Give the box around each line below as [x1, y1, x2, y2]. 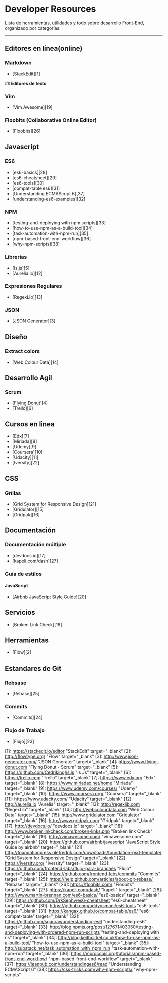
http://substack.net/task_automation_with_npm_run [5, 945, 111, 951]
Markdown [5, 59, 32, 66]
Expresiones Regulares [5, 283, 62, 290]
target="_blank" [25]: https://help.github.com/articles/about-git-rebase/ [5, 876, 153, 882]
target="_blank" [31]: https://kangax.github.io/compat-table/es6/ [5, 908, 138, 914]
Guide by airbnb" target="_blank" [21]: [5, 844, 84, 850]
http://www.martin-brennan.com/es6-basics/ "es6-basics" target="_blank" [5, 892, 160, 898]
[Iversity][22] [12, 460, 40, 466]
